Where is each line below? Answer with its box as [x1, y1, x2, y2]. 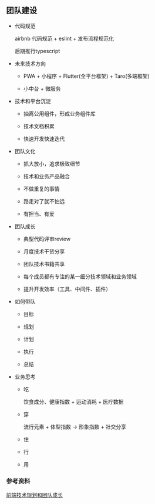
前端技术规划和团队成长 [6, 492, 63, 499]
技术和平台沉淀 [14, 97, 51, 104]
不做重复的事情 [23, 185, 60, 192]
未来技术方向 [14, 60, 46, 67]
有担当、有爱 [23, 210, 55, 217]
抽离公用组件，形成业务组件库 [23, 110, 96, 117]
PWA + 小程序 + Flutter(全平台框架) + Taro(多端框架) [23, 73, 150, 80]
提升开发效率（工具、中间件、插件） [23, 285, 112, 292]
